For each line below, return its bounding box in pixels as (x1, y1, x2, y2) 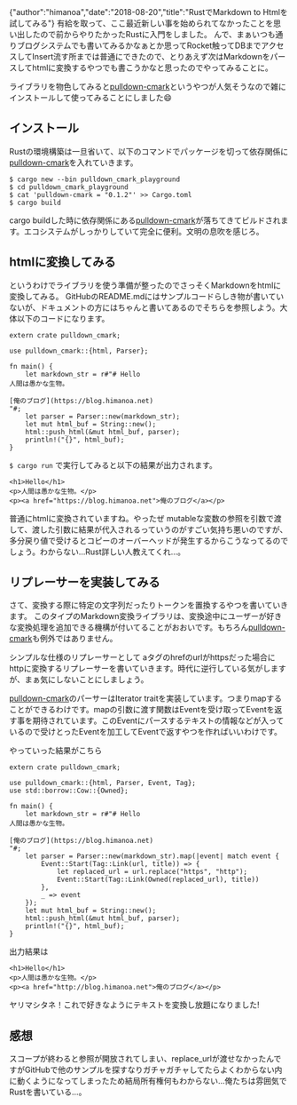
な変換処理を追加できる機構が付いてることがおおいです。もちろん (9, 622, 249, 632)
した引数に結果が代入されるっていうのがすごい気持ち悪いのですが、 (39, 524, 288, 535)
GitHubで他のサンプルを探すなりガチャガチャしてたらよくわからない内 (24, 1064, 283, 1076)
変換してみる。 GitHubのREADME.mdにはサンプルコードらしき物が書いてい (9, 290, 285, 301)
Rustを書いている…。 (9, 1086, 87, 1098)
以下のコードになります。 (16, 313, 110, 323)
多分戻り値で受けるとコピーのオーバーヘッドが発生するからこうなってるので (9, 535, 289, 545)
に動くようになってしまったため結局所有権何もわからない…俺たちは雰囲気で (9, 1076, 287, 1086)
